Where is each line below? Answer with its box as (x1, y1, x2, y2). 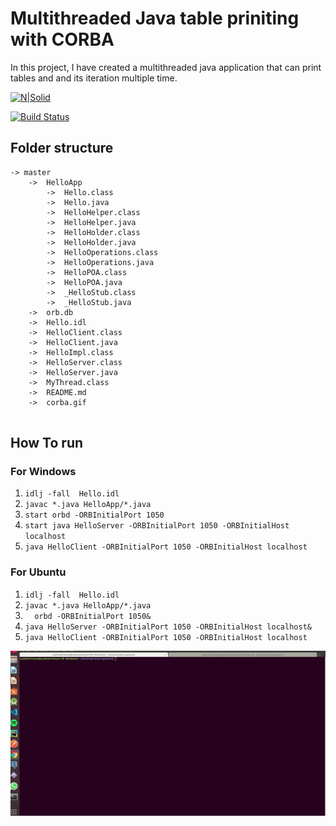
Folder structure (10, 140, 114, 157)
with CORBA (10, 28, 115, 51)
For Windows (10, 465, 77, 479)
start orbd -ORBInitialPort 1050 (24, 510, 165, 521)
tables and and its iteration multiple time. (10, 72, 178, 84)
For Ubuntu (10, 565, 67, 579)
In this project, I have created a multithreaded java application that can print (10, 61, 322, 73)
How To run (10, 435, 84, 452)
